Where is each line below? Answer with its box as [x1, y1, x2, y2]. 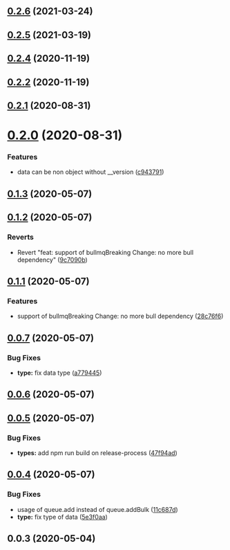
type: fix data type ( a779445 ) [17, 369, 102, 377]
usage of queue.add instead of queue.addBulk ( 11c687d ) [17, 505, 178, 513]
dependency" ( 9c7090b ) [17, 256, 88, 264]
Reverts [7, 232, 35, 242]
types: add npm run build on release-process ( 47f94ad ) [17, 448, 178, 456]
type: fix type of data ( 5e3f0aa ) [17, 513, 108, 521]
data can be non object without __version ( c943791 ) [17, 168, 164, 176]
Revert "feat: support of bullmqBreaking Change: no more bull [17, 248, 194, 256]
